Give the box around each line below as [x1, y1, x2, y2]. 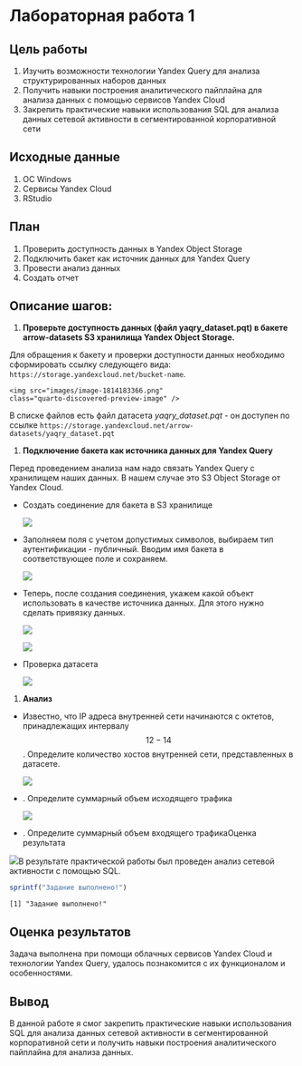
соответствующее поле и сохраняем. [22, 554, 169, 565]
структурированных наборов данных [22, 75, 167, 86]
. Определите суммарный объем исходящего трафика [22, 793, 233, 804]
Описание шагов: [9, 298, 113, 314]
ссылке [9, 420, 38, 431]
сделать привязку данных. [22, 607, 126, 618]
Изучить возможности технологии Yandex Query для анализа [22, 65, 260, 76]
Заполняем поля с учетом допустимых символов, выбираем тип [22, 534, 274, 545]
